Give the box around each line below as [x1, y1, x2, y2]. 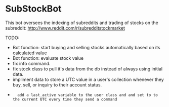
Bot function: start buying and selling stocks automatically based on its [12, 44, 160, 50]
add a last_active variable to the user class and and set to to [17, 92, 158, 97]
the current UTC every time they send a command [12, 96, 117, 102]
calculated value [12, 50, 47, 56]
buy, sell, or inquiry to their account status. [12, 81, 102, 88]
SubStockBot [5, 3, 62, 15]
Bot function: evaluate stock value [12, 55, 84, 61]
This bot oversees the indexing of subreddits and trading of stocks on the [5, 20, 158, 26]
